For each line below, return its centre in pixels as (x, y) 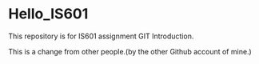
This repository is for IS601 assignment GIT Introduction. (101, 36)
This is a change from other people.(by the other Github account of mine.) (130, 51)
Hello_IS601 (48, 14)
